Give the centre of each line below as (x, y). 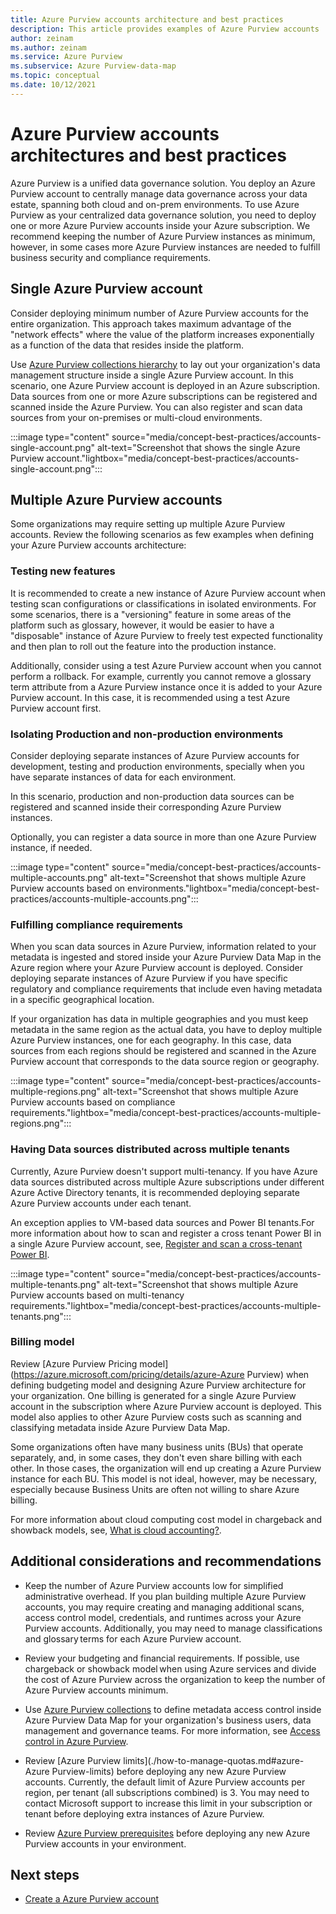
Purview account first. (56, 708)
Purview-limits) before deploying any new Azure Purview (169, 1771)
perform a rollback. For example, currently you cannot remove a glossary (161, 676)
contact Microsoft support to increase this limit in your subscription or (168, 1803)
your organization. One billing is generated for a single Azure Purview (153, 1395)
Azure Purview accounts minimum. (96, 1690)
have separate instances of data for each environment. (123, 777)
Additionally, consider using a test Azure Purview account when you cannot (166, 665)
